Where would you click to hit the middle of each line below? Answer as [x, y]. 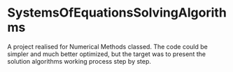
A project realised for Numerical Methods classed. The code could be [107, 46]
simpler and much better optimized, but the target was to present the [107, 54]
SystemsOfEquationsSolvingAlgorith [117, 13]
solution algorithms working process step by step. [79, 61]
